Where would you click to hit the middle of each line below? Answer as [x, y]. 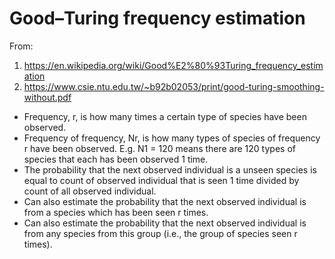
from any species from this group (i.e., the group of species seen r [160, 233]
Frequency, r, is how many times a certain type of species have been [165, 116]
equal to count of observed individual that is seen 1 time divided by [161, 180]
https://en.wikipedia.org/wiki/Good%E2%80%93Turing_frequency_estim [173, 65]
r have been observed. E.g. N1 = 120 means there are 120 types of [159, 148]
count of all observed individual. [90, 191]
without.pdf [47, 97]
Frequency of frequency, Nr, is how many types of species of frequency [172, 138]
